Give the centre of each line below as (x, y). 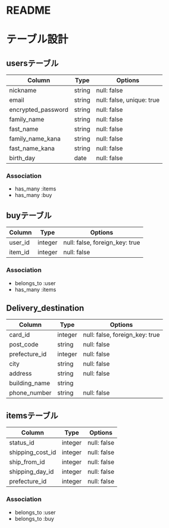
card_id (20, 335)
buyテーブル (29, 215)
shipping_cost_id (33, 452)
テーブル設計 (37, 40)
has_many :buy (33, 195)
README (29, 10)
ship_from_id (27, 462)
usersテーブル (32, 63)
